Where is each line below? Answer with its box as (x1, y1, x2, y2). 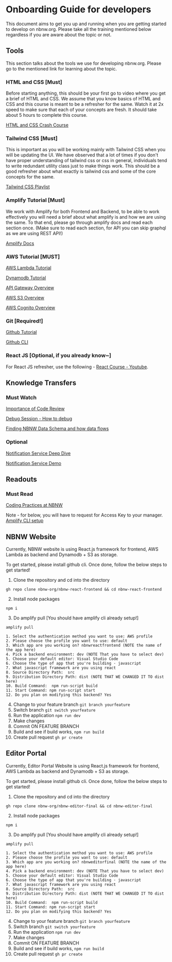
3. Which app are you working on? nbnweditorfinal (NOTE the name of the (6, 859, 167, 865)
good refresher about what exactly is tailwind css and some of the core (6, 168, 156, 174)
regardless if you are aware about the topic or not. (6, 31, 112, 38)
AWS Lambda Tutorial (6, 264, 52, 271)
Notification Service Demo (6, 460, 61, 466)
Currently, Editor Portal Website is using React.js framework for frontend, (6, 762, 160, 769)
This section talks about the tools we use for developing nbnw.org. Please (6, 60, 162, 66)
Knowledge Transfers (6, 378, 76, 387)
